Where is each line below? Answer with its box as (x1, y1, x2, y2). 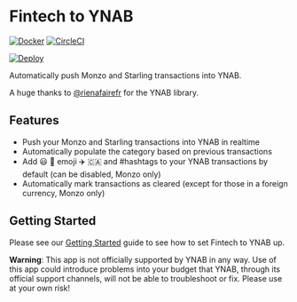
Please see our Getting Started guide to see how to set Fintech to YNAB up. (9, 237, 285, 248)
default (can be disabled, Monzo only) (21, 169, 161, 179)
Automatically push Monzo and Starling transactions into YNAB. (9, 69, 242, 81)
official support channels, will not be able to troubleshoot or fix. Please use (9, 273, 283, 283)
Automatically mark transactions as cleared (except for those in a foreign (21, 178, 288, 188)
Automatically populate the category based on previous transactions (21, 146, 273, 156)
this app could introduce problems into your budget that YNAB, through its (9, 264, 281, 274)
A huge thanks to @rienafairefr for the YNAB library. (9, 87, 199, 98)
